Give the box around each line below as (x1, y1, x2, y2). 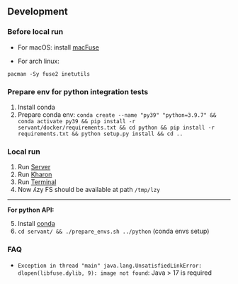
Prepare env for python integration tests (7, 86, 149, 96)
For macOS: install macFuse (17, 42, 99, 52)
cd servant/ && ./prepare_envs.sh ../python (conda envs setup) (17, 227, 210, 236)
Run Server (17, 163, 51, 171)
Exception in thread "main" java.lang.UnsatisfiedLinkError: (17, 262, 203, 269)
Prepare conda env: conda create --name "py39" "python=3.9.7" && (17, 110, 217, 119)
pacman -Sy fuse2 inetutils (7, 70, 91, 77)
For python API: (7, 205, 55, 215)
